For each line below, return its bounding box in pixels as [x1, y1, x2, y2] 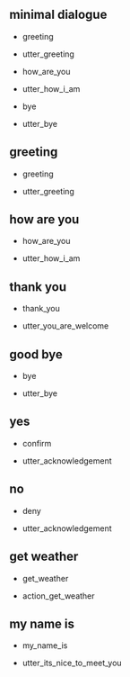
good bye [9, 347, 63, 362]
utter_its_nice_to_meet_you [22, 657, 123, 669]
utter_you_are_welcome [22, 320, 109, 331]
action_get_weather [22, 590, 96, 601]
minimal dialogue [9, 7, 108, 23]
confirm [22, 438, 52, 448]
